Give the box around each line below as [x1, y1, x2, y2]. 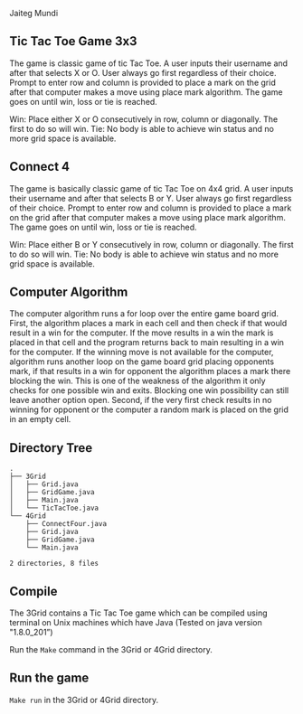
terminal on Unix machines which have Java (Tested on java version [9, 617, 262, 628]
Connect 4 [9, 159, 71, 174]
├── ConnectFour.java [25, 520, 107, 529]
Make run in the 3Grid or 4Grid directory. [9, 694, 159, 705]
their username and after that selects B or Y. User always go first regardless [9, 193, 292, 203]
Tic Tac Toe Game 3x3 [9, 33, 137, 49]
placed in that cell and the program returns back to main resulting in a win [9, 337, 285, 348]
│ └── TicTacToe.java [9, 503, 99, 513]
